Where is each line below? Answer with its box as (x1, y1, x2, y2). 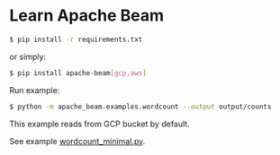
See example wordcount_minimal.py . (9, 135, 146, 146)
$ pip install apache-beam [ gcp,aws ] (9, 68, 147, 77)
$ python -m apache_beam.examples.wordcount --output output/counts (9, 102, 272, 111)
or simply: (9, 51, 47, 62)
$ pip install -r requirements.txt (9, 35, 143, 44)
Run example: (9, 84, 60, 95)
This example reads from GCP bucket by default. (9, 118, 191, 129)
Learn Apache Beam (9, 5, 165, 26)
